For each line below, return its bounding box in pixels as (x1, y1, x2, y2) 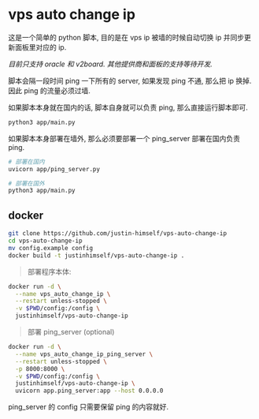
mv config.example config (8, 244, 93, 252)
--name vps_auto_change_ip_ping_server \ (15, 350, 154, 358)
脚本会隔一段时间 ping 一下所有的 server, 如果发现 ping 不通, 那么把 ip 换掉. (8, 76, 252, 85)
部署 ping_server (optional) (27, 327, 115, 336)
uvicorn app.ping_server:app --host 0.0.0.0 (15, 387, 164, 395)
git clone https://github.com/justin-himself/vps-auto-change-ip (8, 230, 227, 238)
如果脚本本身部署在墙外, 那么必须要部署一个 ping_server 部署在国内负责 (8, 133, 241, 143)
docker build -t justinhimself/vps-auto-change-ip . (8, 251, 185, 260)
